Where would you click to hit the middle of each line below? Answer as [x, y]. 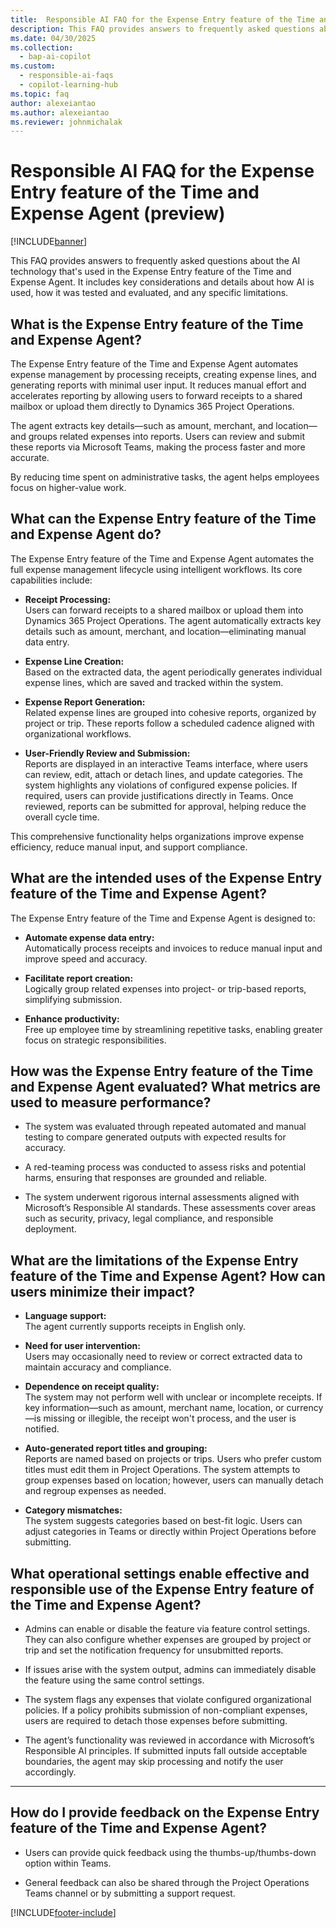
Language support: [65, 1316]
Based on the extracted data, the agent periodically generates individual [173, 672]
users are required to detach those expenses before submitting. [156, 1721]
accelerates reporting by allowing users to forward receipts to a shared [156, 395]
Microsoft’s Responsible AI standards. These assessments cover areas [170, 1208]
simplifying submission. [73, 999]
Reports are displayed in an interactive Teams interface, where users [166, 763]
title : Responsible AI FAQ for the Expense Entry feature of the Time [162, 19]
